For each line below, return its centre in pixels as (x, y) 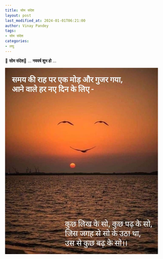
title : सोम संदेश (20, 10)
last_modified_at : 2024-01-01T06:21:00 (45, 20)
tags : (10, 31)
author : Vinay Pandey (27, 26)
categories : (17, 41)
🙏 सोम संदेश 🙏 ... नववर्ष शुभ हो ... (31, 60)
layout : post (18, 15)
